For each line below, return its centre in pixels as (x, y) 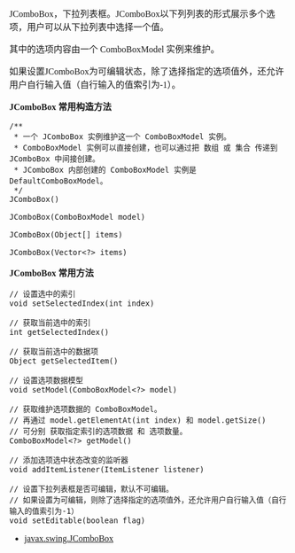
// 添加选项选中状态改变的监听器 (69, 460)
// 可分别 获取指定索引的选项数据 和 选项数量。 (98, 431)
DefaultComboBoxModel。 (58, 181)
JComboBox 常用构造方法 (61, 107)
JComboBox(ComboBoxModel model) (78, 217)
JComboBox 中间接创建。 (54, 159)
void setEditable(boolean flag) (78, 521)
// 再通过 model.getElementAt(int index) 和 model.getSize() (138, 421)
